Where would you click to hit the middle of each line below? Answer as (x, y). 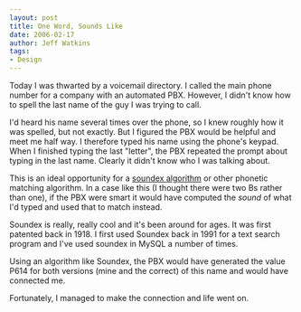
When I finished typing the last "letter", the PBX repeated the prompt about (148, 151)
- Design (26, 60)
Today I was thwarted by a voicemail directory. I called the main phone (141, 85)
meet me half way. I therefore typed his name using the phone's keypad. (144, 142)
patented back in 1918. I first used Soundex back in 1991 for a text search (145, 234)
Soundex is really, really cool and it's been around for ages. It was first (140, 224)
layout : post (34, 18)
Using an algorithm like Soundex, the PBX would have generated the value (148, 261)
